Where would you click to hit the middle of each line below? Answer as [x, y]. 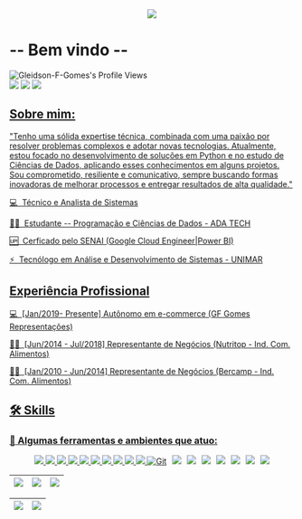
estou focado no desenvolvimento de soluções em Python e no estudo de [147, 155]
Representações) [42, 326]
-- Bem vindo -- [69, 50]
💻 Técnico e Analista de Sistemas [74, 202]
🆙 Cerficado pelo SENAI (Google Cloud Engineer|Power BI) [122, 241]
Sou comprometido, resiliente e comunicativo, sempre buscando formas [144, 175]
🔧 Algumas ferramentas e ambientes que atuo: [113, 440]
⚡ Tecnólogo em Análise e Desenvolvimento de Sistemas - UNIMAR [136, 259]
